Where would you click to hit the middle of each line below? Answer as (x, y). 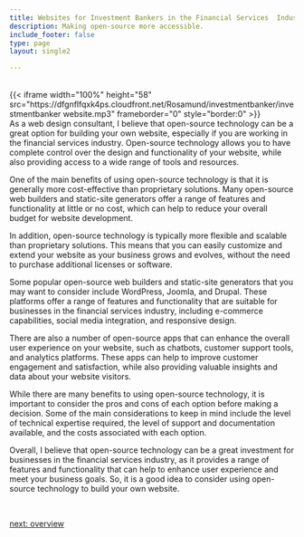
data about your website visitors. (70, 377)
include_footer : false (52, 34)
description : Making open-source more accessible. (107, 26)
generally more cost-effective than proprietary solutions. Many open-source (152, 189)
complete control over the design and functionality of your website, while (146, 153)
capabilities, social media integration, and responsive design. (123, 321)
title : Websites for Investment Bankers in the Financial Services (139, 18)
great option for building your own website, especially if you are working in (148, 133)
